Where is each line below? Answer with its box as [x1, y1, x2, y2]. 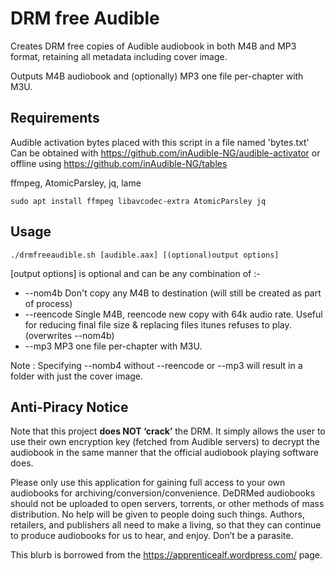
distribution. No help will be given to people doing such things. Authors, [10, 508, 305, 521]
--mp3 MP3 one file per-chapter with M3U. [24, 340, 203, 352]
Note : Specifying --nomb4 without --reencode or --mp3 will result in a [10, 359, 303, 371]
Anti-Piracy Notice [10, 398, 129, 416]
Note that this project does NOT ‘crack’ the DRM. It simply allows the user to [10, 425, 326, 437]
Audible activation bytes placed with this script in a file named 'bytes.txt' [10, 136, 310, 148]
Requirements [10, 110, 100, 127]
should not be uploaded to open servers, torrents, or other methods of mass [10, 498, 325, 510]
